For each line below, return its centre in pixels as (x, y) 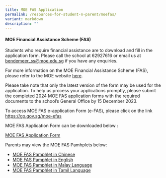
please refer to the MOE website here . (44, 76)
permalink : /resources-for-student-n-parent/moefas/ (61, 14)
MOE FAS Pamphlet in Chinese (44, 155)
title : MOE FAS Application (34, 10)
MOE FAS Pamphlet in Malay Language (52, 165)
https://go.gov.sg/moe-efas (34, 116)
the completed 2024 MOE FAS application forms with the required (73, 96)
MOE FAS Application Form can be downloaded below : (62, 126)
